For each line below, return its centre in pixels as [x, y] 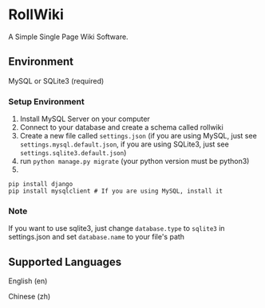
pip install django [41, 185]
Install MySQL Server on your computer [85, 119]
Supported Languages [65, 261]
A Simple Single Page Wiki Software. [69, 37]
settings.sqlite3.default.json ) [73, 153]
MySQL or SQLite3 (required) [56, 80]
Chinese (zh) [30, 297]
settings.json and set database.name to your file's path [97, 237]
